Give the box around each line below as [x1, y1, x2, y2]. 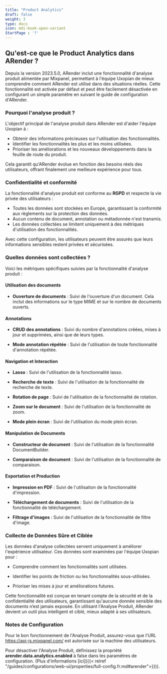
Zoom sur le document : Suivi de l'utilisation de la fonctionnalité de [12, 403, 151, 410]
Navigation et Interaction [5, 358, 58, 364]
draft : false [5, 12, 32, 17]
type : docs [5, 21, 28, 26]
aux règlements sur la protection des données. [12, 210, 108, 216]
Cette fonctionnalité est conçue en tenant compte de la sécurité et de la [5, 593, 153, 599]
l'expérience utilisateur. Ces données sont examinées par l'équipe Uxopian [5, 548, 159, 555]
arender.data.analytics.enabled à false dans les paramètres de [5, 653, 137, 659]
